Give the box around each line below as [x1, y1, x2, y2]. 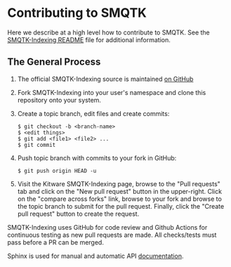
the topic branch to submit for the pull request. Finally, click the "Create [17, 202, 225, 210]
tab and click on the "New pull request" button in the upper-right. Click [17, 187, 223, 195]
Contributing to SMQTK [7, 5, 147, 21]
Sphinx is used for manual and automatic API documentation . [7, 252, 184, 260]
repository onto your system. [17, 96, 102, 104]
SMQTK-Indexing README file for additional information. [7, 35, 171, 44]
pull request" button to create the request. [17, 209, 140, 218]
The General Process [7, 56, 101, 68]
